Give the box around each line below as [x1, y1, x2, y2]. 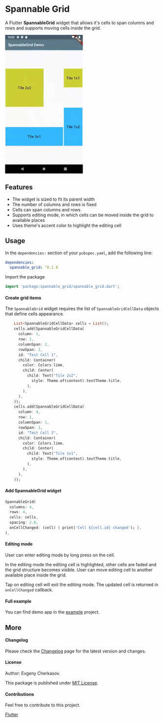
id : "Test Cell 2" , [18, 430, 58, 435]
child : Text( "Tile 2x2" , [27, 373, 78, 378]
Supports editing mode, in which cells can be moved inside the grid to [12, 212, 154, 218]
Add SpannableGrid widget [5, 488, 61, 494]
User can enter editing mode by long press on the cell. [5, 552, 115, 558]
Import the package [5, 274, 45, 280]
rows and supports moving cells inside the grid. [5, 25, 101, 31]
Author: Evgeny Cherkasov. [5, 670, 60, 676]
